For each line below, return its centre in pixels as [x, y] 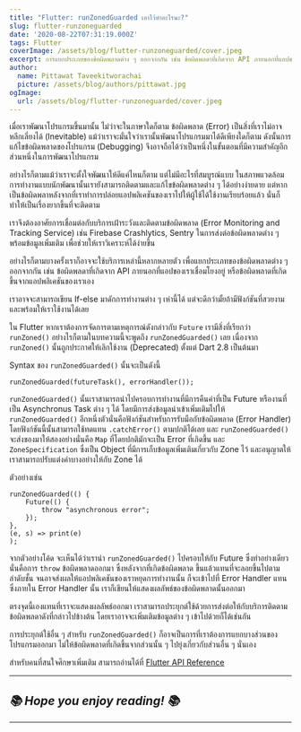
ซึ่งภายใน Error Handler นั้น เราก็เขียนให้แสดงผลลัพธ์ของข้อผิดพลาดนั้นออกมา [127, 588]
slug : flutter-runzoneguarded [66, 26]
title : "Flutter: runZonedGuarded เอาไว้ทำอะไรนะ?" [99, 17]
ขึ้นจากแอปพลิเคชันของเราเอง [52, 281]
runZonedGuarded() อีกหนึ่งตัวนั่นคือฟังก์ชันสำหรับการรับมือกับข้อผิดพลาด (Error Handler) [150, 419]
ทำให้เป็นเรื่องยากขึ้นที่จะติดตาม [55, 205]
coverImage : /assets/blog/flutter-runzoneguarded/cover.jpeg [126, 51]
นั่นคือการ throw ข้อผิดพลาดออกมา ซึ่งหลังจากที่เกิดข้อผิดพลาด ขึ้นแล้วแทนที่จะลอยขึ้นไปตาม [145, 568]
